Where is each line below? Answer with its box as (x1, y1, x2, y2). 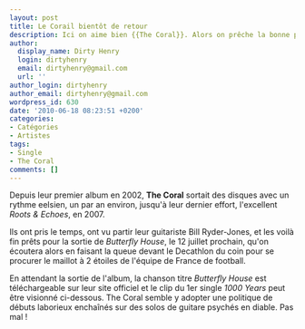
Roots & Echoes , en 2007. (9, 209, 106, 220)
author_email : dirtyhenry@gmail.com (9, 89, 148, 98)
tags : (9, 140, 30, 149)
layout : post (9, 13, 59, 23)
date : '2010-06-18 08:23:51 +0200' (9, 106, 144, 115)
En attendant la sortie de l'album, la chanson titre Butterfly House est (9, 273, 267, 284)
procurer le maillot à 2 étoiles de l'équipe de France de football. (9, 256, 247, 266)
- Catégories (9, 123, 59, 132)
